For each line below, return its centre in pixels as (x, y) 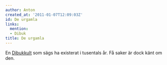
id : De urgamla (21, 19)
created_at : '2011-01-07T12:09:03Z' (44, 15)
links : (12, 24)
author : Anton (20, 10)
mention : (19, 29)
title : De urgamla (25, 39)
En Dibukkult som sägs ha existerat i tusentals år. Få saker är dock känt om (84, 53)
